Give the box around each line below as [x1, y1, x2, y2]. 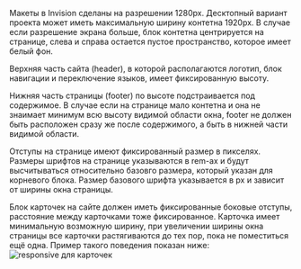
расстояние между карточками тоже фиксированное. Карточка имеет [9, 211, 280, 221]
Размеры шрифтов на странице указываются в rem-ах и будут [9, 156, 250, 166]
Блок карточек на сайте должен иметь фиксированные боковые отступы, [9, 202, 293, 212]
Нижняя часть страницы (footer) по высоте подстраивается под [9, 90, 256, 101]
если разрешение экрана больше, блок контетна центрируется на [9, 27, 265, 37]
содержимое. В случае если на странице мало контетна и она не [9, 100, 261, 111]
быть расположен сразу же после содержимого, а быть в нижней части [9, 119, 288, 130]
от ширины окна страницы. [9, 184, 114, 194]
